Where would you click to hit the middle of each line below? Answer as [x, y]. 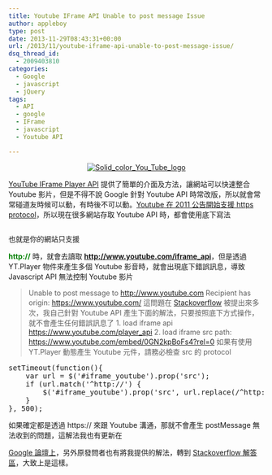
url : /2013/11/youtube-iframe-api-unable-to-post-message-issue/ [121, 46]
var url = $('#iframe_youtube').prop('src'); [118, 376]
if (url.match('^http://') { [84, 384]
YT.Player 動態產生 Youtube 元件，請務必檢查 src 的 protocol [130, 351]
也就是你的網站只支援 [44, 239]
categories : [28, 69]
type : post [27, 31]
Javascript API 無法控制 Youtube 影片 [71, 277]
